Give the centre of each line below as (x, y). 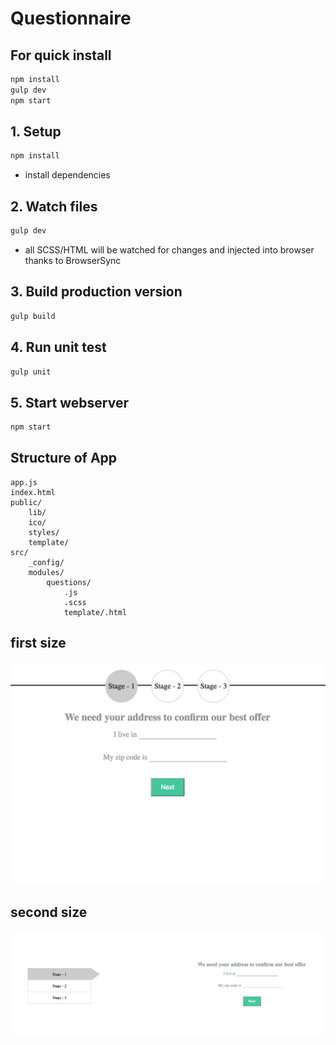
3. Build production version (96, 292)
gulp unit (31, 372)
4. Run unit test (58, 347)
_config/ (46, 562)
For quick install (61, 55)
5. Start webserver (70, 402)
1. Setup (36, 132)
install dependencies (67, 175)
